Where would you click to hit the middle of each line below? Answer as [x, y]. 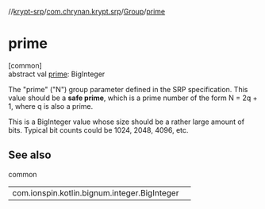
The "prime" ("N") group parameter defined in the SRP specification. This [128, 89]
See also [30, 155]
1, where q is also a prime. [51, 106]
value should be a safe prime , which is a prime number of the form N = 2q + [133, 98]
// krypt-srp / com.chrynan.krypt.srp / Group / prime [87, 12]
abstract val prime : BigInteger [57, 74]
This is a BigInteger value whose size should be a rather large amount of [126, 122]
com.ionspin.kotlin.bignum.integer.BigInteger [96, 192]
